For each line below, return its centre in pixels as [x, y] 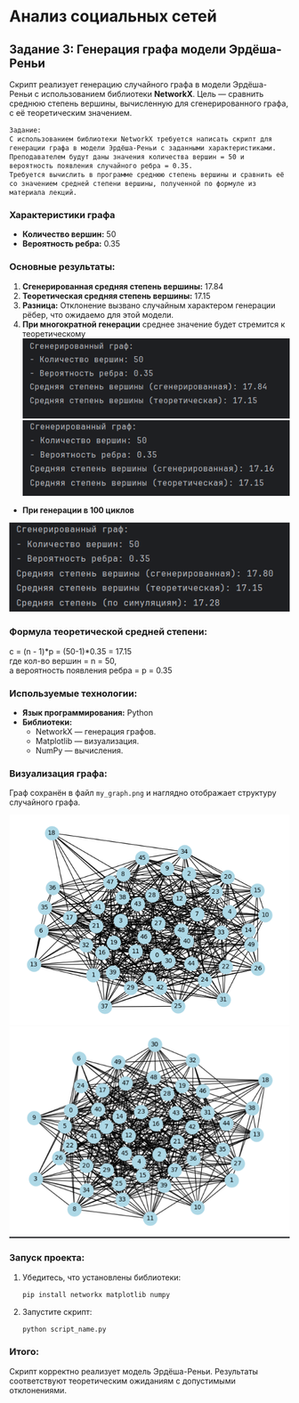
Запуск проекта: [47, 1258]
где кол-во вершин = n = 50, [63, 661]
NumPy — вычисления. [79, 750]
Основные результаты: [62, 267]
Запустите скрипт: [57, 1311]
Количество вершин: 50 [69, 234]
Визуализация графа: [59, 774]
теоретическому [54, 333]
